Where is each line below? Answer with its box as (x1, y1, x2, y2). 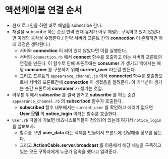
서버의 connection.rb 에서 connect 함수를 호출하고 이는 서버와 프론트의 (19, 54, 162, 60)
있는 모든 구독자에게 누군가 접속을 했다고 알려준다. (19, 148, 118, 154)
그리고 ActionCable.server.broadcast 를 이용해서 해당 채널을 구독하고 (19, 142, 162, 148)
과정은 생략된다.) (17, 41, 50, 47)
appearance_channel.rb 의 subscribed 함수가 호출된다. (12, 98, 123, 104)
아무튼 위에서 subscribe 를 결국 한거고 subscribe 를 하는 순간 (12, 91, 136, 97)
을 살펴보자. (12, 123, 36, 129)
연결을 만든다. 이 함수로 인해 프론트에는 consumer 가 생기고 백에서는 (19, 60, 156, 66)
